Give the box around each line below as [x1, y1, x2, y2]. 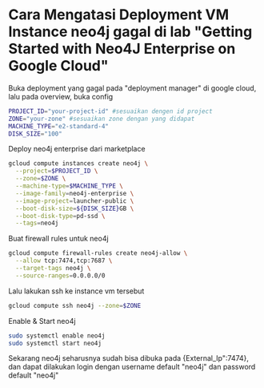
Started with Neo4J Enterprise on [8, 40, 236, 58]
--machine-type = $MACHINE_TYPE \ [15, 182, 124, 190]
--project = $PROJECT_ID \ [15, 167, 98, 176]
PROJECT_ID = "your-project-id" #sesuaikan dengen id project [8, 107, 214, 115]
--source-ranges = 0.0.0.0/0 [15, 271, 106, 280]
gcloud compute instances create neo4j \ [8, 160, 149, 168]
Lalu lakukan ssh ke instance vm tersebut [8, 286, 145, 296]
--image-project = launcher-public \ [15, 196, 134, 205]
